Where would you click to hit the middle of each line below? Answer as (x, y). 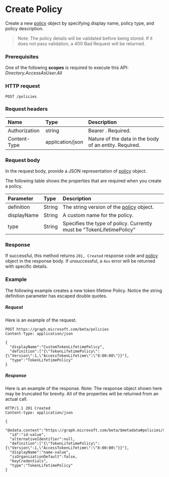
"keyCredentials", (29, 461)
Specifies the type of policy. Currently (107, 223)
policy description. (24, 28)
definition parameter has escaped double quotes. (56, 296)
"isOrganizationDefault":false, (44, 456)
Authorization (24, 130)
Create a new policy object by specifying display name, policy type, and (80, 23)
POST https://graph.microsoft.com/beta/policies (57, 329)
